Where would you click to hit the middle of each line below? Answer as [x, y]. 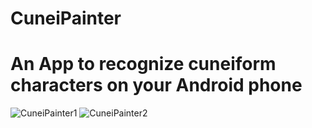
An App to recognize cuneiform [143, 64]
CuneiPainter [66, 18]
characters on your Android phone [156, 85]
